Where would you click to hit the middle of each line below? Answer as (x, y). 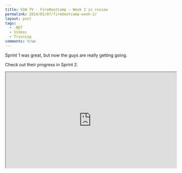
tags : (10, 23)
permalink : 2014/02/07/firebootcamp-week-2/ (51, 14)
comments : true (20, 41)
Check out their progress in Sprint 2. (41, 64)
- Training (20, 37)
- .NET (16, 28)
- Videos (18, 32)
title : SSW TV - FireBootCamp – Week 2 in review (57, 10)
